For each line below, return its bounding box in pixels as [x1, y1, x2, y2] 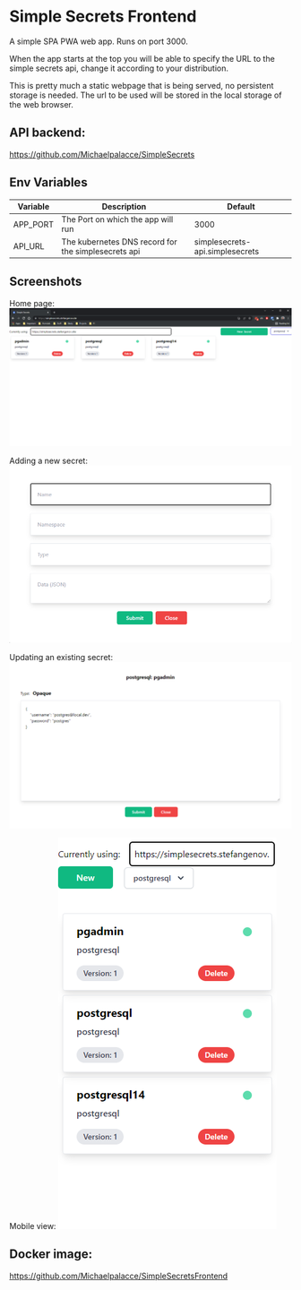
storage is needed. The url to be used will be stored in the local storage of [9, 90, 282, 100]
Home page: [9, 297, 56, 308]
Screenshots [9, 274, 82, 289]
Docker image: [9, 1247, 92, 1262]
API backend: [9, 125, 86, 141]
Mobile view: [9, 1220, 56, 1231]
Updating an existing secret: [9, 651, 114, 662]
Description [101, 202, 147, 212]
